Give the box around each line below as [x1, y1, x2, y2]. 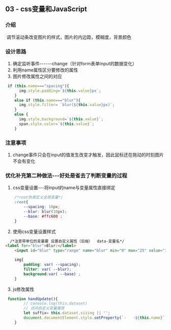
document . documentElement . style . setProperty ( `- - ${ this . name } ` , [23, 315, 167, 320]
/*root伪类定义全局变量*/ [14, 195, 64, 200]
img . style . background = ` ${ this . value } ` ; [18, 117, 103, 122]
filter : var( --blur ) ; [23, 267, 72, 272]
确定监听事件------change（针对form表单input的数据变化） [12, 60, 137, 66]
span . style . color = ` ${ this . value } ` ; [18, 121, 95, 126]
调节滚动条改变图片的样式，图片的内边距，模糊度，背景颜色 [6, 34, 131, 40]
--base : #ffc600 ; [23, 214, 63, 219]
